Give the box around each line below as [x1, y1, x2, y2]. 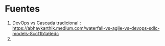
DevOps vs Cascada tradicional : [12, 20, 81, 26]
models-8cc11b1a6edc [12, 30, 59, 36]
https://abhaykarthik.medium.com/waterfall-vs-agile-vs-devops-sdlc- [12, 25, 160, 31]
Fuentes [5, 3, 40, 15]
